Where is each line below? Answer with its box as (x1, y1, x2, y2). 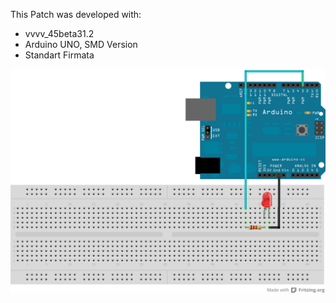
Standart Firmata (24, 49, 95, 61)
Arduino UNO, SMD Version (24, 39, 138, 50)
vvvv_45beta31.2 (24, 28, 95, 39)
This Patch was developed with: (10, 9, 142, 20)
